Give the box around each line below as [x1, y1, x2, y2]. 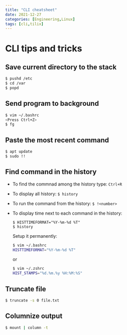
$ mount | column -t [5, 325, 49, 330]
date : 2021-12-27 [5, 12, 42, 17]
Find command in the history [5, 167, 97, 176]
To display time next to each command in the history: [12, 210, 122, 216]
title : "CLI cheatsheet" [5, 7, 57, 13]
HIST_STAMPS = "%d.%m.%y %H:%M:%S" [12, 271, 83, 276]
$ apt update [5, 149, 33, 154]
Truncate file [5, 284, 46, 293]
